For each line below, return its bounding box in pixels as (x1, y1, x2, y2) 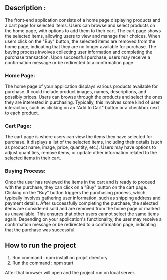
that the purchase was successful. (5, 227, 76, 233)
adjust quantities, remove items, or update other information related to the (5, 150, 157, 156)
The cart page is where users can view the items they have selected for (5, 134, 153, 140)
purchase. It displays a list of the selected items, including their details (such (5, 139, 163, 145)
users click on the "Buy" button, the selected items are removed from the (5, 38, 156, 44)
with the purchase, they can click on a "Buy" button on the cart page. (5, 184, 148, 190)
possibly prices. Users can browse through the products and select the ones (5, 94, 163, 100)
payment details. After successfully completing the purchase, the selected (5, 200, 158, 206)
